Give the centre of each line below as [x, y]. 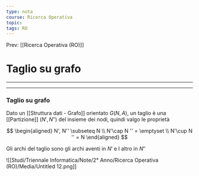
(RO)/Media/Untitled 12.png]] [41, 167]
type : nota [20, 12]
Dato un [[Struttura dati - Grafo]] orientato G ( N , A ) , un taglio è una [86, 113]
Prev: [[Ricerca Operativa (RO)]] [45, 45]
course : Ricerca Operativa [39, 17]
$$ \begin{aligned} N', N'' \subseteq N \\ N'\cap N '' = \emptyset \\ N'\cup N [99, 131]
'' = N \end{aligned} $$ [99, 137]
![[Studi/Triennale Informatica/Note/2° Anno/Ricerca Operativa [82, 160]
